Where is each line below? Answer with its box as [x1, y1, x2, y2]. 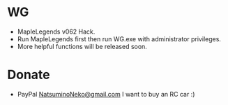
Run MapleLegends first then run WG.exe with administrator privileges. [17, 34, 222, 43]
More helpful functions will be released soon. [17, 42, 148, 50]
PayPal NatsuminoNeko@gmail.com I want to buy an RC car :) [17, 90, 195, 98]
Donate [7, 67, 50, 83]
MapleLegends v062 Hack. [17, 27, 96, 36]
